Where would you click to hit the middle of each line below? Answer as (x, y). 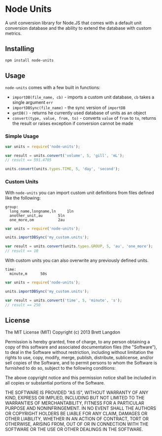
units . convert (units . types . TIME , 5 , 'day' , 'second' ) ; (63, 169)
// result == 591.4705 (28, 160)
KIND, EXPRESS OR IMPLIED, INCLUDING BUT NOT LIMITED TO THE (75, 398)
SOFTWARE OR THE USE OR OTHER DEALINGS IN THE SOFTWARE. (74, 430)
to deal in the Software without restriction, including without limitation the (79, 352)
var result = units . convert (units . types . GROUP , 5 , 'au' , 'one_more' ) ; (79, 246)
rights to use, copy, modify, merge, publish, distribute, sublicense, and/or (79, 358)
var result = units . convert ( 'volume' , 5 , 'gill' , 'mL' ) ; (65, 155)
